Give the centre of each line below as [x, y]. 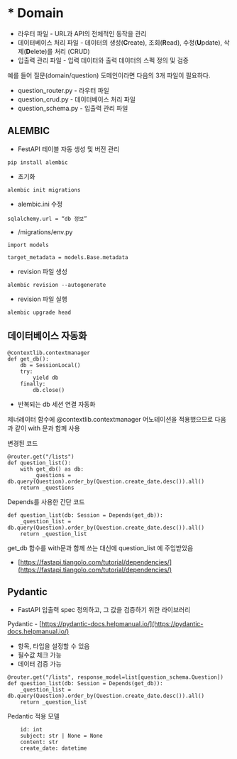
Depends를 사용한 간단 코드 [46, 501]
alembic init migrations [44, 190]
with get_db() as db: [52, 469]
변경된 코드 [23, 443]
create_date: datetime [54, 748]
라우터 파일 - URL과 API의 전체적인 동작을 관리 [82, 33]
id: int [31, 730]
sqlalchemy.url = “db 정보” [47, 219]
